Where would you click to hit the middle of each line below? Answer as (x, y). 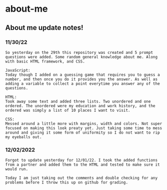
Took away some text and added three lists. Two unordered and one (78, 101)
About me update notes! (44, 28)
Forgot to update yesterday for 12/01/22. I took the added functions (81, 161)
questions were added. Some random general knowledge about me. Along (81, 57)
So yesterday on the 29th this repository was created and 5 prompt (79, 52)
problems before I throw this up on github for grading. (67, 183)
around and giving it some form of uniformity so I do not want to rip (82, 133)
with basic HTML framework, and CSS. (45, 61)
